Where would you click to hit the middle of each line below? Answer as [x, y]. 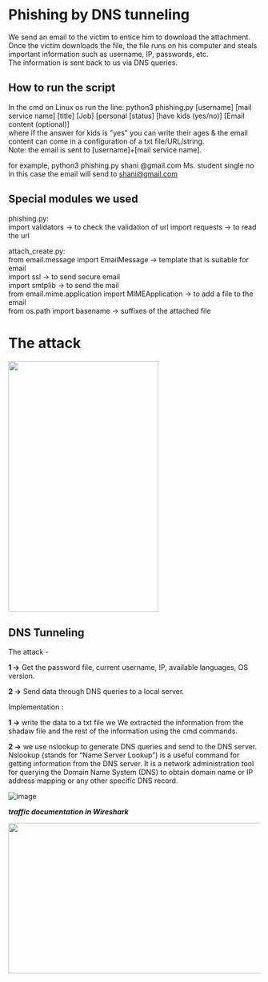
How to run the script [62, 88]
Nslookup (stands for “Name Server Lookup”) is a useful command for [124, 755]
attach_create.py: [37, 251]
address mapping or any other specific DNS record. [93, 781]
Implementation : [36, 707]
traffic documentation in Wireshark [69, 812]
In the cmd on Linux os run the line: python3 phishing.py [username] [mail [130, 107]
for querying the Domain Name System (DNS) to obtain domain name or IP [131, 773]
